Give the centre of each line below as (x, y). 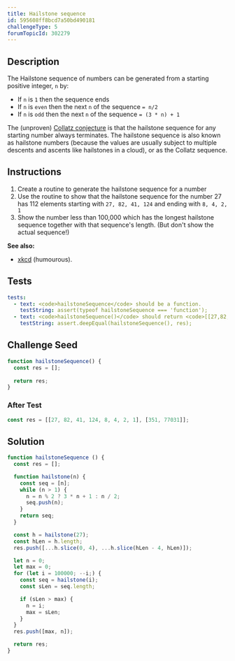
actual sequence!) (43, 232)
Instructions (34, 172)
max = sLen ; (43, 612)
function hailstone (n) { (50, 476)
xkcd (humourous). (45, 259)
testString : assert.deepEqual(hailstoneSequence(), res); (106, 324)
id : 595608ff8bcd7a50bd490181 (51, 20)
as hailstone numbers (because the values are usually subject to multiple (112, 143)
